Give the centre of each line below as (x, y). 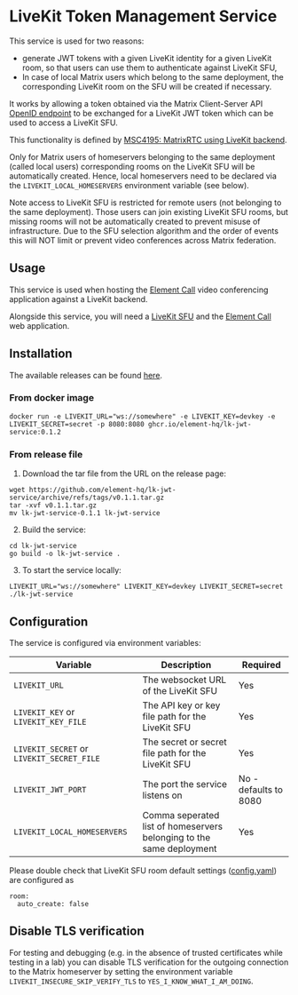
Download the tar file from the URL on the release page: (124, 474)
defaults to (261, 790)
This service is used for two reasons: (77, 41)
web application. (39, 325)
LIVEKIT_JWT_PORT (50, 789)
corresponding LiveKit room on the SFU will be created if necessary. (147, 86)
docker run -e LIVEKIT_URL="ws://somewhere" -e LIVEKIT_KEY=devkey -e (142, 416)
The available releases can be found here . (86, 375)
